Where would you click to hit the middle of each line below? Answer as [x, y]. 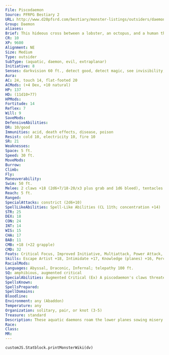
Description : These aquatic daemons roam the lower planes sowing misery [84, 320]
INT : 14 [13, 226]
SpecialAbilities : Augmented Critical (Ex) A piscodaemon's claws [76, 277]
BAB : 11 [13, 240]
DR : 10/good [18, 127]
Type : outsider [21, 57]
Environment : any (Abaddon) [35, 301]
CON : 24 [13, 221]
